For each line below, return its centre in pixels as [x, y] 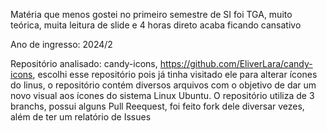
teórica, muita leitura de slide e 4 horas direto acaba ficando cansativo [156, 25]
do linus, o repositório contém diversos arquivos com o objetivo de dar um [163, 85]
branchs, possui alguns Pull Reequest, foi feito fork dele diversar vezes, [157, 106]
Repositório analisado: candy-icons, [84, 63]
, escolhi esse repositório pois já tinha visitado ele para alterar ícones [175, 74]
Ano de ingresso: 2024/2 [61, 44]
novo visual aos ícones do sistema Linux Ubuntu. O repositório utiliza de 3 [162, 95]
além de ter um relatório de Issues [81, 117]
